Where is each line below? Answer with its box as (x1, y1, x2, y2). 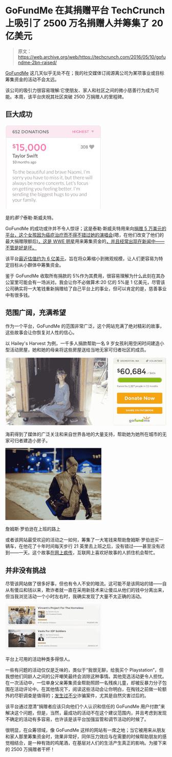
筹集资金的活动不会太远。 (5, 76, 59, 82)
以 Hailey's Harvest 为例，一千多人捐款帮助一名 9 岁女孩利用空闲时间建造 (5, 340, 160, 346)
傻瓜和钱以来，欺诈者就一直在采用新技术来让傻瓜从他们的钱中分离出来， (14, 587, 167, 593)
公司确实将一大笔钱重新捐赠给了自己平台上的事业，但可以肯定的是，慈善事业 (5, 285, 167, 292)
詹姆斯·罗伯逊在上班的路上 (5, 526, 61, 532)
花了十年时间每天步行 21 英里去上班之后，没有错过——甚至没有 (27, 543, 161, 549)
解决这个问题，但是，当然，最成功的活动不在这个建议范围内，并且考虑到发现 (5, 710, 167, 716)
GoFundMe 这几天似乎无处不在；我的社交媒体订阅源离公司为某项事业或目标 (5, 70, 165, 76)
